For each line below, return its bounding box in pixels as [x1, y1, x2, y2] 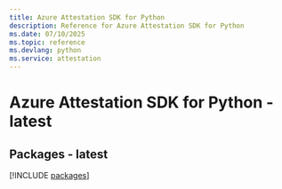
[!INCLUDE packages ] [9, 170, 90, 180]
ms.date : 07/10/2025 [9, 29, 86, 38]
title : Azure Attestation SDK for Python [9, 12, 165, 22]
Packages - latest [9, 146, 109, 161]
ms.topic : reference [9, 37, 86, 47]
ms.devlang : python [9, 46, 82, 55]
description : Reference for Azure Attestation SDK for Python [9, 21, 245, 30]
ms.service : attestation [9, 54, 101, 63]
